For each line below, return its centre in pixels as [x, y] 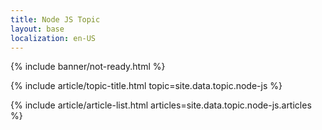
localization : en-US [53, 38]
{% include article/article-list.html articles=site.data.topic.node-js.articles [161, 105]
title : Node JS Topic [55, 19]
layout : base [37, 29]
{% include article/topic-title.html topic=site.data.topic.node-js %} [146, 86]
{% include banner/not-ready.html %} [88, 67]
